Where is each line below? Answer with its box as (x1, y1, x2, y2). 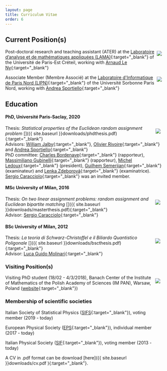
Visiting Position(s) (5, 263, 53, 270)
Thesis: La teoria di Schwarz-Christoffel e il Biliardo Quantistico (5, 235, 137, 241)
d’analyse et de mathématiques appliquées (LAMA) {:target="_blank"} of (5, 54, 154, 60)
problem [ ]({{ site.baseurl (5, 130, 58, 136)
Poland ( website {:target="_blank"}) (5, 285, 78, 291)
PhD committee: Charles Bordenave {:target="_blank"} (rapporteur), (5, 152, 145, 158)
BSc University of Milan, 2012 (5, 224, 68, 230)
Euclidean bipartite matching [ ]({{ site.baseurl (5, 201, 101, 207)
